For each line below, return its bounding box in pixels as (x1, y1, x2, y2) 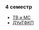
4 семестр (5, 3, 32, 10)
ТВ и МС (12, 15, 31, 21)
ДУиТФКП (12, 20, 34, 26)
